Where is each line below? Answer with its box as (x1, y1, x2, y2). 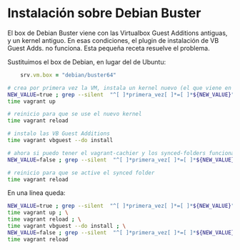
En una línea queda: (7, 189, 66, 197)
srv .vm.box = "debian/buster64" (20, 71, 116, 79)
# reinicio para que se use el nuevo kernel (7, 111, 142, 118)
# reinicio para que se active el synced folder (7, 169, 155, 176)
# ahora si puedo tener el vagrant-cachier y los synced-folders (7, 149, 206, 156)
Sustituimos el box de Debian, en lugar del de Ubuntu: (7, 57, 166, 66)
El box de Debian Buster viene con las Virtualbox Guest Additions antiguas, (7, 29, 228, 37)
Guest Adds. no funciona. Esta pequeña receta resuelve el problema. (7, 44, 211, 52)
